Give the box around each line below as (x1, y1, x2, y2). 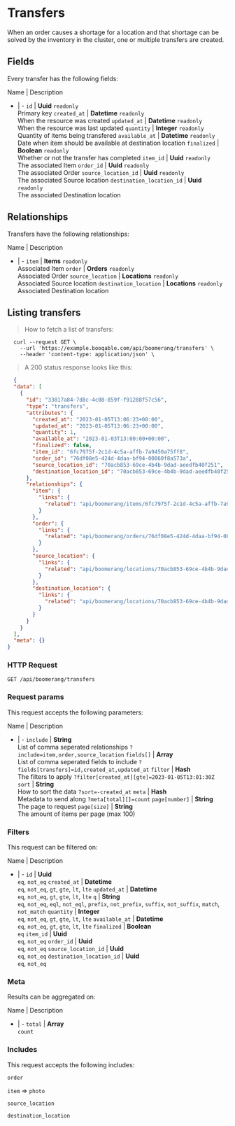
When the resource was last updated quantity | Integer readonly (17, 124, 204, 132)
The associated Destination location (17, 190, 121, 199)
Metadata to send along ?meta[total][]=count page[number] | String (17, 794, 213, 803)
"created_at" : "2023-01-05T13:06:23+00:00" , (32, 416, 164, 423)
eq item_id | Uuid (17, 929, 68, 938)
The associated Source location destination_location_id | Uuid (17, 176, 202, 184)
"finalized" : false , (32, 442, 92, 449)
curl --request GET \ (13, 339, 77, 346)
